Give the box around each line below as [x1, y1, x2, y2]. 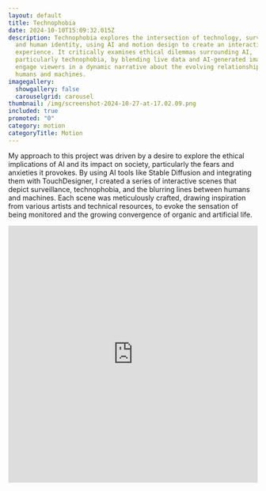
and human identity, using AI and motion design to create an [15, 41, 225, 49]
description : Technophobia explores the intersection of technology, [8, 33, 243, 42]
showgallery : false [15, 85, 80, 93]
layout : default [8, 11, 62, 20]
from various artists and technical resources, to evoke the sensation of [8, 201, 239, 210]
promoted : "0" [8, 115, 55, 123]
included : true [8, 108, 59, 115]
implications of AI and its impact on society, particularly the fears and [8, 159, 234, 168]
